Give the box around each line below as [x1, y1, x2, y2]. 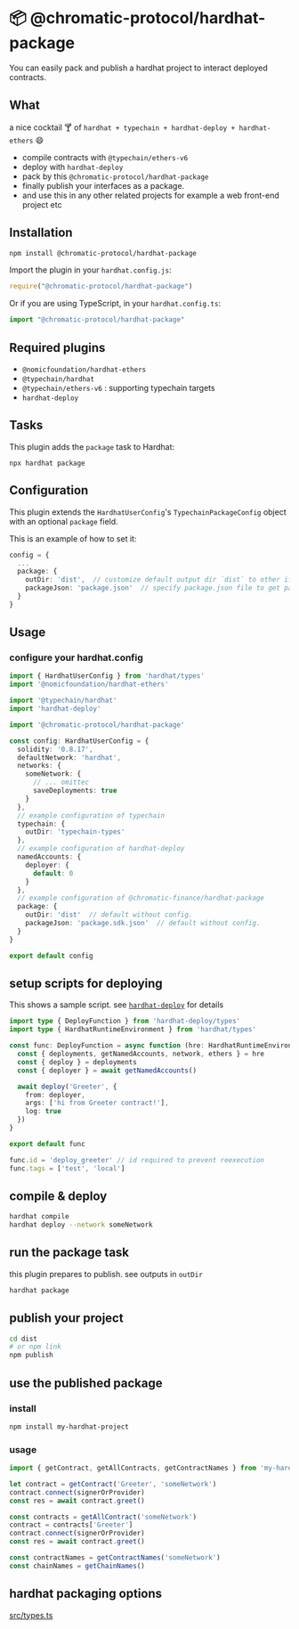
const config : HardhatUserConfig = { [9, 737, 149, 745]
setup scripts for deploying [9, 975, 163, 990]
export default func [9, 1139, 86, 1148]
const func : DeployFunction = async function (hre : [9, 1041, 205, 1050]
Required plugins [9, 340, 106, 355]
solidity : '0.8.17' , [17, 745, 93, 753]
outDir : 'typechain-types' [25, 827, 125, 836]
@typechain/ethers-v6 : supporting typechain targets [21, 383, 215, 393]
